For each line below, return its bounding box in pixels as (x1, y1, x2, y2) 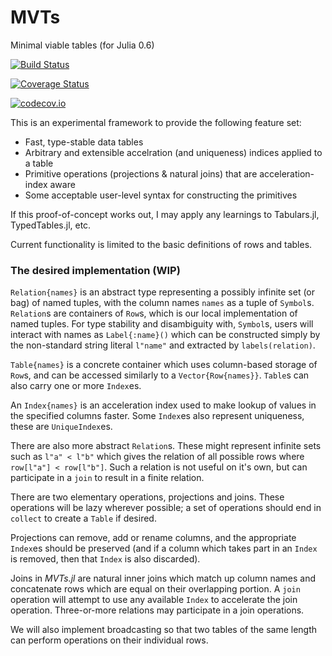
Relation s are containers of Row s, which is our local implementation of (10, 307, 298, 320)
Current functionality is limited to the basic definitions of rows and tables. (10, 238, 313, 250)
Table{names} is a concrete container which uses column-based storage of (10, 359, 318, 371)
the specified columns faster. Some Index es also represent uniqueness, (10, 410, 305, 422)
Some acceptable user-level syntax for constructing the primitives (24, 189, 298, 201)
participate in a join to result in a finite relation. (10, 472, 205, 484)
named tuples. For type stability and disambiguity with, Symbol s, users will (10, 318, 314, 330)
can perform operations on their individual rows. (10, 634, 209, 646)
